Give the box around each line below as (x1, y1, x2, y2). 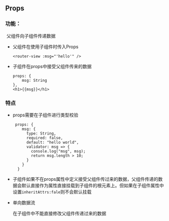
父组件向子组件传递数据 (6, 33, 56, 39)
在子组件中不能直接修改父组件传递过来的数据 (12, 210, 107, 216)
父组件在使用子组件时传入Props (12, 43, 79, 50)
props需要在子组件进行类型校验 (12, 112, 79, 118)
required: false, (26, 135, 63, 140)
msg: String (22, 78, 47, 83)
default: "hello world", (26, 140, 79, 145)
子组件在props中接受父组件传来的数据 (12, 63, 92, 69)
